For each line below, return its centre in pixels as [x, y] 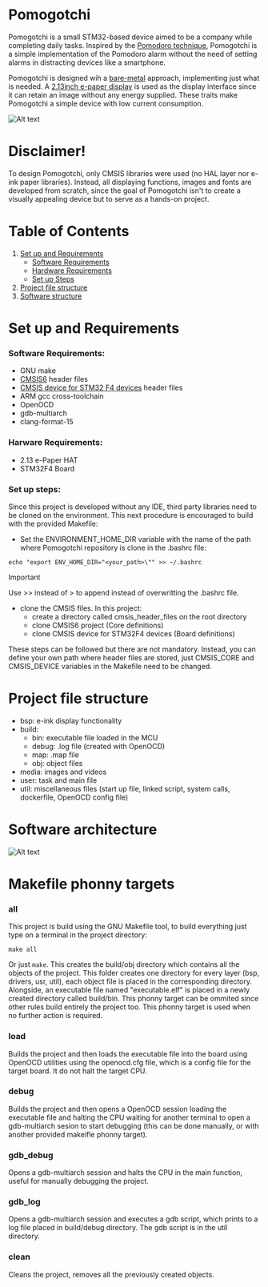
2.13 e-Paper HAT [49, 460]
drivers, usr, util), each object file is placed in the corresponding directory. [130, 981]
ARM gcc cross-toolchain [62, 396]
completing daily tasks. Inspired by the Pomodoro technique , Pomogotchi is [133, 45]
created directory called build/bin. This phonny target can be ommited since [134, 999]
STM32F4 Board [47, 468]
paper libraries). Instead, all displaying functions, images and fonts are [136, 182]
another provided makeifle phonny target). [78, 1134]
